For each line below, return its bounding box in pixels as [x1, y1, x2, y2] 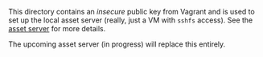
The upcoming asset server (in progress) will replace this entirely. [8, 39, 226, 49]
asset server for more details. [8, 24, 106, 33]
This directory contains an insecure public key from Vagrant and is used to [8, 7, 255, 16]
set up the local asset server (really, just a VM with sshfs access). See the [8, 15, 253, 25]
